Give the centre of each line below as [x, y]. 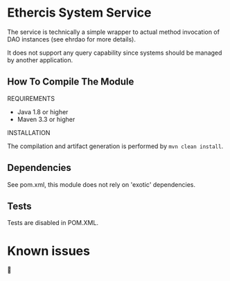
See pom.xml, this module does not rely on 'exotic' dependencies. [101, 184]
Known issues [48, 251]
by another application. [40, 60]
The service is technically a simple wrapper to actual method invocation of [114, 32]
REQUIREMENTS [31, 98]
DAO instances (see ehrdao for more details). [72, 39]
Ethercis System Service [79, 13]
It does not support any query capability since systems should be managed [115, 53]
